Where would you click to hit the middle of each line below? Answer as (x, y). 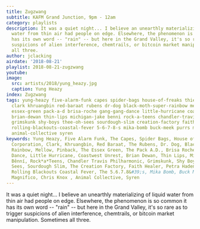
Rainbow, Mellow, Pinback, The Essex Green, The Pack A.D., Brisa (96, 150)
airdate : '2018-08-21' (34, 61)
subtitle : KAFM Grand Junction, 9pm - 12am (61, 17)
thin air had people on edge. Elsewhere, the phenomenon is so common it (96, 200)
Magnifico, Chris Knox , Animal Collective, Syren (76, 178)
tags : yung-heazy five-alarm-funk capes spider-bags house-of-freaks (94, 100)
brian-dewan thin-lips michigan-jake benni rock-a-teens (84, 117)
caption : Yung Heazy (37, 89)
